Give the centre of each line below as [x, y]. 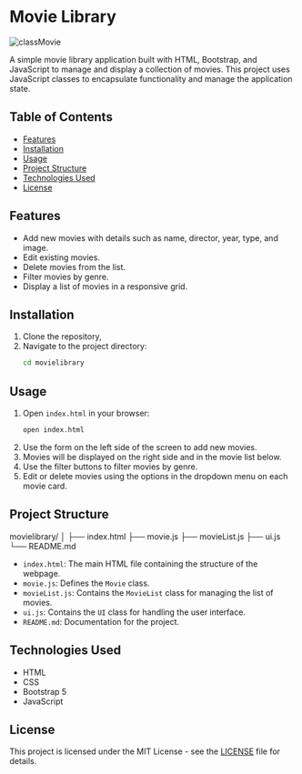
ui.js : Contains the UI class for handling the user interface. [134, 612]
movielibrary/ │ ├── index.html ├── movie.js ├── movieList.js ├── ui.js [145, 536]
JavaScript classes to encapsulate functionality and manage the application [151, 78]
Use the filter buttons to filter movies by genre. [110, 467]
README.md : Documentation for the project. [101, 621]
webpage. [41, 573]
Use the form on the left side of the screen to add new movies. [140, 447]
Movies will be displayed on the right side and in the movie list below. [152, 457]
